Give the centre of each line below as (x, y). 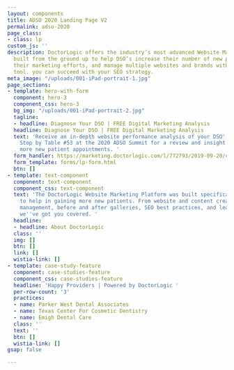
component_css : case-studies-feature (68, 279)
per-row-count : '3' (42, 292)
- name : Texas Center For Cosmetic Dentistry (81, 311)
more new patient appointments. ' (70, 150)
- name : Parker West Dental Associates (71, 305)
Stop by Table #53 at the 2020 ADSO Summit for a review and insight (123, 143)
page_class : (24, 33)
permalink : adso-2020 (39, 26)
